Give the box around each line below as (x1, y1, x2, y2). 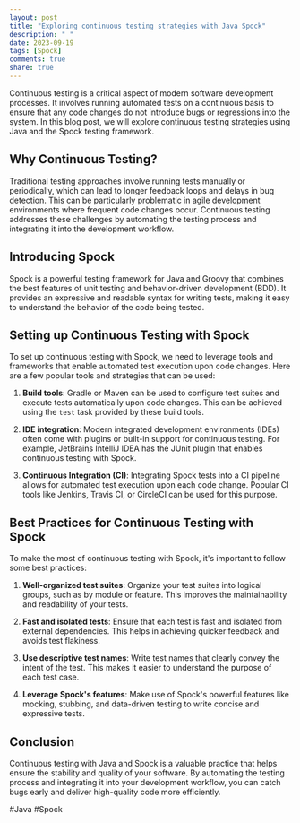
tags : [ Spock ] (9, 47, 63, 56)
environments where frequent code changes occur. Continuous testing (9, 204, 270, 215)
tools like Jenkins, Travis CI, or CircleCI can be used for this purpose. (21, 489, 278, 500)
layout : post (9, 13, 58, 22)
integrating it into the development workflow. (9, 223, 175, 234)
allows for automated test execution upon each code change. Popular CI (21, 480, 289, 490)
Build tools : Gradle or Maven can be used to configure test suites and (21, 387, 280, 399)
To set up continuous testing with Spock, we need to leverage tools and (9, 351, 274, 362)
